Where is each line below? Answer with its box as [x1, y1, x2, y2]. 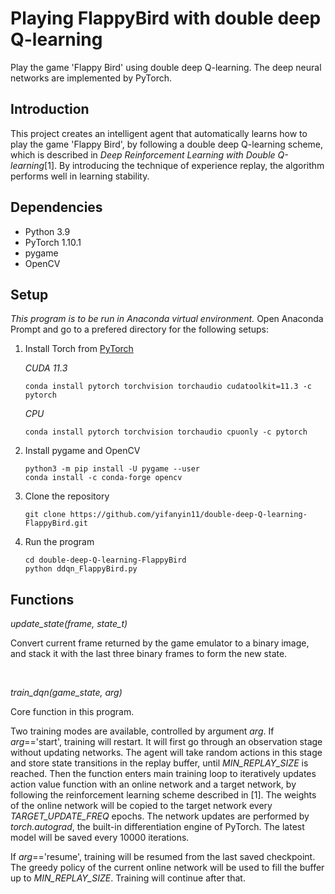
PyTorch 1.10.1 [24, 236, 82, 248]
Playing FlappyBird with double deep [10, 7, 322, 30]
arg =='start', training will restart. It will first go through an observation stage [10, 736, 323, 748]
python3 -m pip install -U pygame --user [24, 464, 200, 474]
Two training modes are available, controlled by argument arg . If [10, 725, 275, 737]
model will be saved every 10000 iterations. [10, 832, 190, 844]
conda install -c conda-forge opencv [24, 473, 183, 483]
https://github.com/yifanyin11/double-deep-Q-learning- [69, 510, 308, 520]
